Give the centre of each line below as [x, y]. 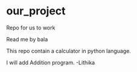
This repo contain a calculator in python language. [69, 51]
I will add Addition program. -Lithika [51, 62]
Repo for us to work [31, 28]
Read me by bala [27, 39]
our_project [36, 11]
